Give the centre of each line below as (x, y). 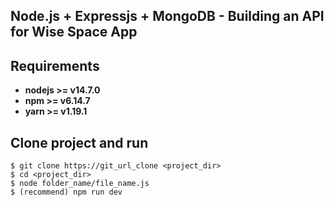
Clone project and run (79, 142)
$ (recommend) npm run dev (66, 192)
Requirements (55, 65)
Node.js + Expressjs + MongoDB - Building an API (167, 16)
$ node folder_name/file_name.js (80, 184)
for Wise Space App (74, 32)
